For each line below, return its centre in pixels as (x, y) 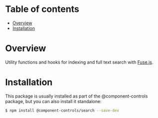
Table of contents (42, 9)
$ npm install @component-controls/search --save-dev (62, 111)
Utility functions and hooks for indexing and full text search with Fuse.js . (79, 62)
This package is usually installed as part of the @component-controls (77, 96)
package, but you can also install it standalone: (53, 101)
